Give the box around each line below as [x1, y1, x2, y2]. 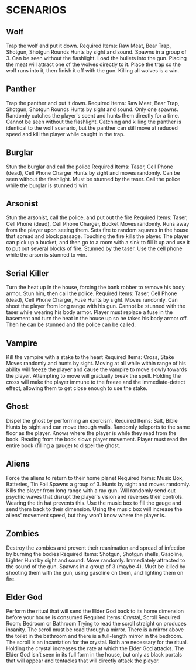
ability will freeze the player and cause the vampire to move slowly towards [6, 366, 187, 373]
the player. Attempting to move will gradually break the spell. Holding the [6, 372, 181, 379]
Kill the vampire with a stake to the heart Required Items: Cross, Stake [6, 354, 174, 361]
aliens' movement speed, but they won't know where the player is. [6, 512, 166, 519]
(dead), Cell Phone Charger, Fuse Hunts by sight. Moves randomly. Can [6, 296, 178, 303]
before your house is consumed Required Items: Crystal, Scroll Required [6, 614, 180, 621]
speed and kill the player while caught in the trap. [6, 130, 125, 137]
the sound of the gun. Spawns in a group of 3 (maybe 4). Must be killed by [6, 562, 186, 570]
